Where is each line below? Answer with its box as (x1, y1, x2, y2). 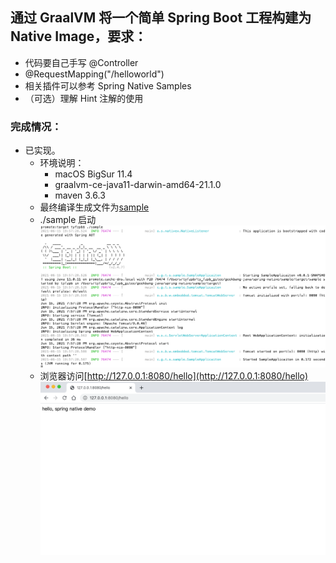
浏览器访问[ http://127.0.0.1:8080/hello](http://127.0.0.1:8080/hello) (39, 369, 309, 382)
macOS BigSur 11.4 (54, 168, 133, 180)
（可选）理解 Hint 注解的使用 (24, 92, 144, 104)
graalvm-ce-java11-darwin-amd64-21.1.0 (54, 179, 222, 191)
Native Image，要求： (10, 28, 148, 45)
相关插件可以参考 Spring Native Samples (24, 79, 192, 92)
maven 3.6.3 (54, 189, 106, 202)
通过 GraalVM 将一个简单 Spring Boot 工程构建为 (10, 9, 312, 27)
